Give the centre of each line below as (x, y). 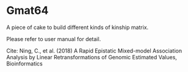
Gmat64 (27, 11)
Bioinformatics (24, 64)
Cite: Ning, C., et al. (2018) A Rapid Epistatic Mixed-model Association (94, 51)
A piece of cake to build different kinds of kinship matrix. (78, 27)
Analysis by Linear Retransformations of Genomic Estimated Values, (92, 57)
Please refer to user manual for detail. (54, 39)
